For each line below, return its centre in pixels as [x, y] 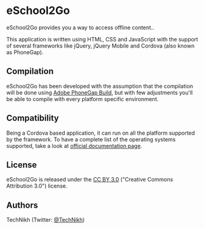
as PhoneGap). [25, 52]
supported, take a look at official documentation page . [74, 146]
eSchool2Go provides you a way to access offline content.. [80, 27]
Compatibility [33, 118]
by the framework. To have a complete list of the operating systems [91, 139]
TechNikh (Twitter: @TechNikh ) [46, 220]
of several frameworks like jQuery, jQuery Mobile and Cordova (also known [100, 46]
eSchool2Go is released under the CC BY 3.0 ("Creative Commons [90, 180]
